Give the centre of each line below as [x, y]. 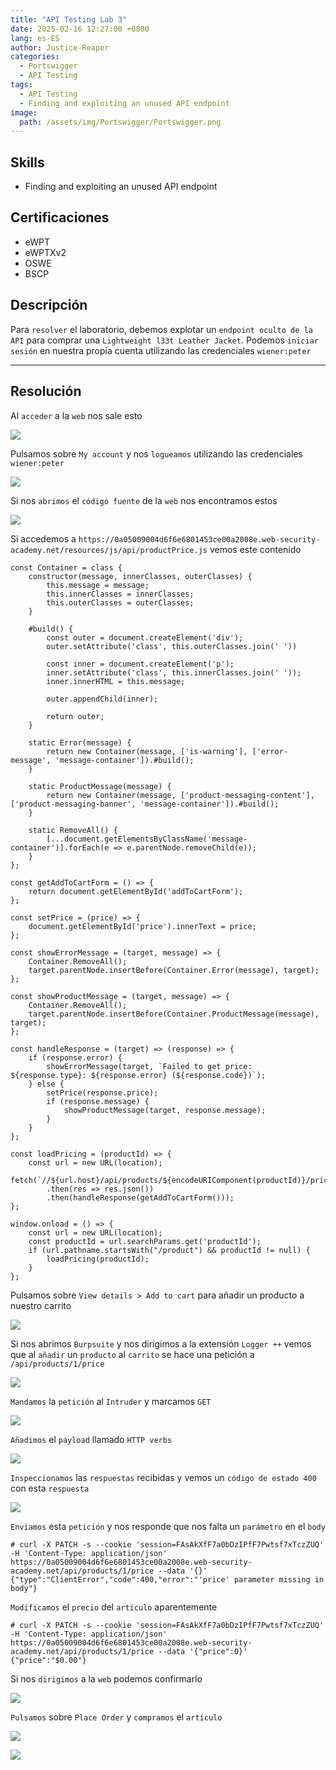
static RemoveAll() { [73, 830]
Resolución [46, 391]
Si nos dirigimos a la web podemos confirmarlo [106, 1678]
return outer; [75, 716]
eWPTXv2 [45, 252]
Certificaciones [60, 217]
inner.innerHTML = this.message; [116, 681]
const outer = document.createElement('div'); [145, 637]
